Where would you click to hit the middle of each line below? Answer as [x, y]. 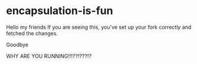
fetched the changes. [32, 33]
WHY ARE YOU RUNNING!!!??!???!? [49, 56]
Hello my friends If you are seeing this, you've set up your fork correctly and [99, 27]
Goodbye [17, 45]
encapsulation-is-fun [60, 11]
